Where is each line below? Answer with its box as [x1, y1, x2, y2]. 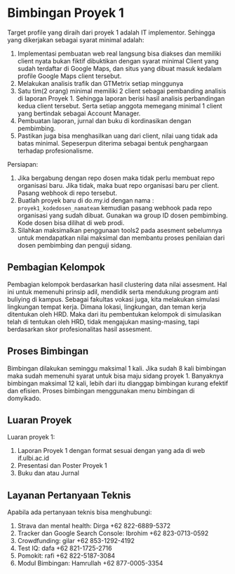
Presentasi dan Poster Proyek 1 [17, 461, 107, 470]
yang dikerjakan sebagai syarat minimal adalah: [7, 35, 145, 44]
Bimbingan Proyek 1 [7, 5, 124, 21]
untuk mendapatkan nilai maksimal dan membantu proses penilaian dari [17, 234, 225, 242]
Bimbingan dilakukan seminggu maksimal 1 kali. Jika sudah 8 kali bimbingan [7, 364, 227, 372]
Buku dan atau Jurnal [17, 469, 79, 478]
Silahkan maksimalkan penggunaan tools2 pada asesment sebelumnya [17, 226, 222, 234]
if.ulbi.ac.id [17, 454, 50, 462]
